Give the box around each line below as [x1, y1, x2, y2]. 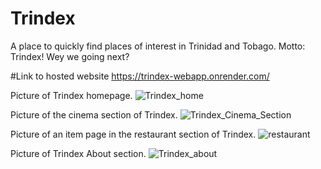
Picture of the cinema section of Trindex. [10, 108, 178, 121]
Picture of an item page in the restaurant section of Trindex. [10, 128, 257, 140]
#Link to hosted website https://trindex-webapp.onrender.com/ [10, 70, 270, 82]
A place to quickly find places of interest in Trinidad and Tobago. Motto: [10, 40, 306, 52]
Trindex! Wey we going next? [10, 50, 130, 62]
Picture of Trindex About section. [10, 147, 147, 159]
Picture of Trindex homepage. [10, 89, 133, 101]
